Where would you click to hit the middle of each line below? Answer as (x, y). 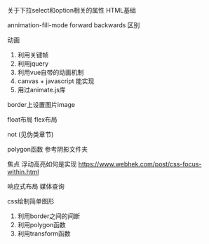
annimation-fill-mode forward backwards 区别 (74, 25)
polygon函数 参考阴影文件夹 (48, 149)
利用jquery (33, 64)
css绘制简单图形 (31, 201)
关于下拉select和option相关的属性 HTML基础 (72, 10)
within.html (23, 172)
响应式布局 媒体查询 (36, 186)
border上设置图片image (41, 105)
